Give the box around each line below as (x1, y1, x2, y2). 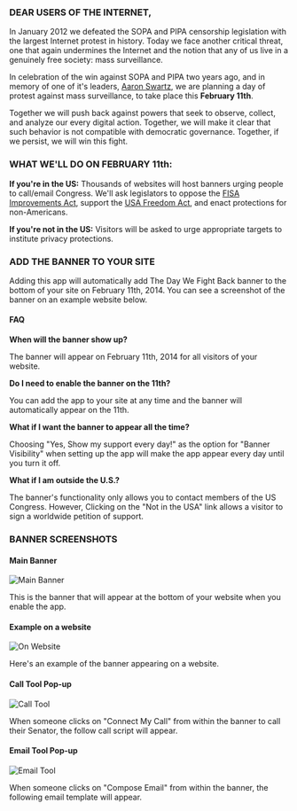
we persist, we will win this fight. (9, 136, 129, 147)
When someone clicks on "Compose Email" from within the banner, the (9, 782, 269, 792)
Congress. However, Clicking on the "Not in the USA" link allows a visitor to (9, 502, 284, 512)
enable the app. (9, 601, 66, 612)
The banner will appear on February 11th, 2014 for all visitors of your (9, 352, 258, 363)
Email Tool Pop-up (9, 745, 78, 756)
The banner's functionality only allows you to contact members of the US (9, 492, 277, 503)
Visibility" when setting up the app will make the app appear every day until (9, 448, 285, 459)
